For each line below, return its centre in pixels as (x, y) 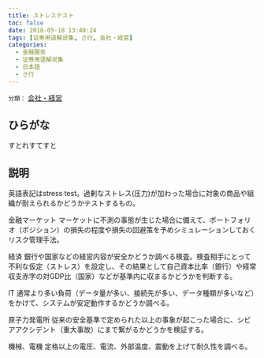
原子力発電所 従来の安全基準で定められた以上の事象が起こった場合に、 (123, 320)
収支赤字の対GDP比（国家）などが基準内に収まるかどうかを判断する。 (123, 277)
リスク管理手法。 (36, 240)
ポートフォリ (230, 220)
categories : (28, 45)
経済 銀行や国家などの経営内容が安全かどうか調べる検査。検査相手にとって (130, 257)
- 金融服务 (31, 52)
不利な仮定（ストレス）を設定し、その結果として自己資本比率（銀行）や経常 (132, 266)
